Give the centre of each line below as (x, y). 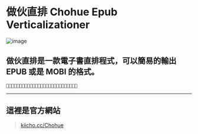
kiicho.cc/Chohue (42, 125)
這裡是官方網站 (33, 111)
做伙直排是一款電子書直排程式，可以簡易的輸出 (91, 61)
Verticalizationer (48, 25)
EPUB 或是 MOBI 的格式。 (53, 72)
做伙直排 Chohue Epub (62, 12)
